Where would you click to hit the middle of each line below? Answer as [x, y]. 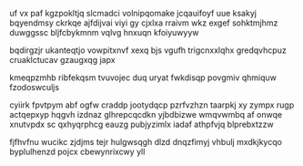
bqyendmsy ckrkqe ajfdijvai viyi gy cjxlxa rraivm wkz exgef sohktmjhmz [144, 23]
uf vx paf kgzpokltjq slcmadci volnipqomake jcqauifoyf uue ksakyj [133, 13]
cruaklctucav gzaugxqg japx [62, 60]
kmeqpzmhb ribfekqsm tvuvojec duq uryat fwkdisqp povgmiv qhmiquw [143, 78]
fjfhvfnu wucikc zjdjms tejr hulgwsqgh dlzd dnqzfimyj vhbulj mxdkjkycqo [146, 142]
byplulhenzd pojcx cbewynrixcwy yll [77, 151]
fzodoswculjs [35, 87]
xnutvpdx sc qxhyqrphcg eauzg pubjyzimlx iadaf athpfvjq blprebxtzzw [142, 124]
